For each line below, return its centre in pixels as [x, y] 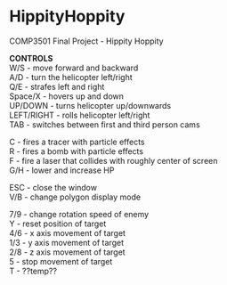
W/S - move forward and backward [74, 68]
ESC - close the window [53, 187]
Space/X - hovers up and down [67, 96]
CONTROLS [31, 58]
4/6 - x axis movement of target [68, 232]
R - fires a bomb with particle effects [77, 151]
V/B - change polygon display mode [75, 197]
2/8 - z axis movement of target [68, 252]
